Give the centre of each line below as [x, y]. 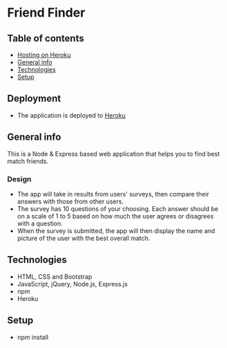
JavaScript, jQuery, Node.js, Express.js [72, 284]
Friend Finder [46, 13]
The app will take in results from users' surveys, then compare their [113, 194]
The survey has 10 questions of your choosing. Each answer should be [118, 208]
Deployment [34, 99]
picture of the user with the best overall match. [83, 238]
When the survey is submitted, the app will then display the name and [116, 230]
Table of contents [46, 38]
